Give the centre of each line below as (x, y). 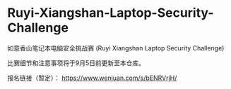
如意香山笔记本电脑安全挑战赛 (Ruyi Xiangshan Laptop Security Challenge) (116, 48)
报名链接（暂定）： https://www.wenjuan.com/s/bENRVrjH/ (92, 78)
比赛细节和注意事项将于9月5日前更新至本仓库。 (76, 63)
